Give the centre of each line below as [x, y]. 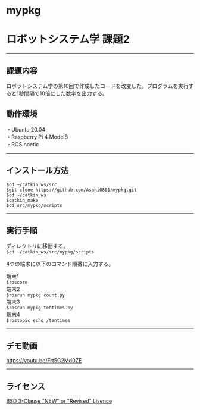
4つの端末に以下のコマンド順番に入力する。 [60, 264]
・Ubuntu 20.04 [26, 129]
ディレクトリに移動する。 [37, 246]
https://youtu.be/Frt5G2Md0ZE [44, 361]
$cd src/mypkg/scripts [34, 205]
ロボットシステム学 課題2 [68, 40]
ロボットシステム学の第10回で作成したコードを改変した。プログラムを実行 [97, 86]
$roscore [17, 283]
